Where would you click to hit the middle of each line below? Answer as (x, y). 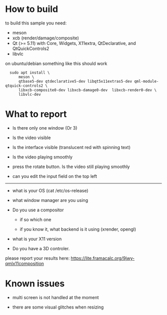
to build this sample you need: (36, 23)
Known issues (35, 284)
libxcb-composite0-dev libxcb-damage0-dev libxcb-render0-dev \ (87, 90)
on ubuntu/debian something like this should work (56, 63)
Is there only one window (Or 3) (45, 128)
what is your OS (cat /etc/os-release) (50, 190)
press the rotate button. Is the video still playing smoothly (71, 166)
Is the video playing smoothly (42, 157)
